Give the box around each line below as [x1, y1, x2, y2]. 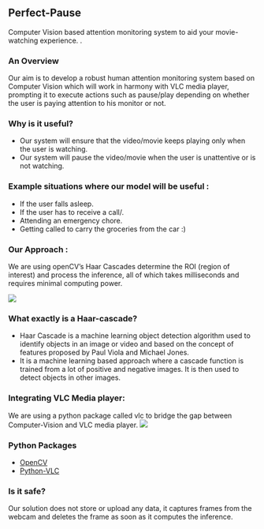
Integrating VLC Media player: [8, 392, 125, 403]
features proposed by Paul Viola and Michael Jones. [19, 347, 189, 358]
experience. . [39, 36, 83, 45]
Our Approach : [8, 244, 69, 255]
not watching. [19, 161, 65, 171]
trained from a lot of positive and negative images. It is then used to [19, 365, 240, 374]
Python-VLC [19, 466, 60, 475]
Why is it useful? [8, 118, 73, 129]
